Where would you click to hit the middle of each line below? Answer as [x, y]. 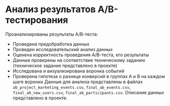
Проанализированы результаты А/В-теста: [52, 34]
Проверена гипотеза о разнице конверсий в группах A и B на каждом [89, 76]
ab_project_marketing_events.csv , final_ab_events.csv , [72, 87]
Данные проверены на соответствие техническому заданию [79, 60]
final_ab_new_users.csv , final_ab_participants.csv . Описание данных [88, 92]
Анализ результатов [50, 9]
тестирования [37, 20]
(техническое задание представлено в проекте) [65, 65]
